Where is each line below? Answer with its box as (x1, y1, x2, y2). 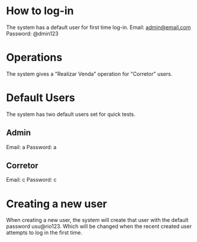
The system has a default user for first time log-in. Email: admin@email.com (6, 24, 191, 31)
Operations (6, 51, 63, 64)
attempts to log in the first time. (6, 229, 83, 236)
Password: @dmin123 (6, 30, 59, 37)
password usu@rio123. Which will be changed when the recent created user (6, 223, 192, 230)
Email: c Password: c (6, 176, 57, 183)
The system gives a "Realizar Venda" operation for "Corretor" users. (6, 70, 173, 78)
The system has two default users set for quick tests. (6, 111, 136, 118)
